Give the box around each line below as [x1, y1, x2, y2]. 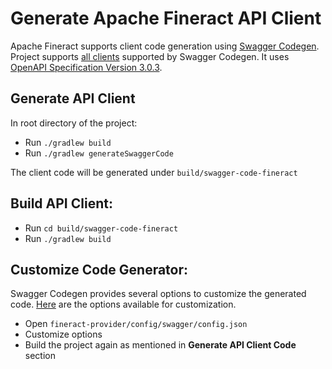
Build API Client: [10, 195, 113, 212]
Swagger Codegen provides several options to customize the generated [10, 288, 307, 300]
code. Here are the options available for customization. [10, 298, 237, 311]
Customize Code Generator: [10, 261, 189, 278]
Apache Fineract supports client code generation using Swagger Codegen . [10, 40, 320, 52]
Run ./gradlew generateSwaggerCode [24, 147, 174, 159]
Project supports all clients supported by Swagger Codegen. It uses [10, 50, 290, 62]
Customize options [24, 328, 103, 341]
